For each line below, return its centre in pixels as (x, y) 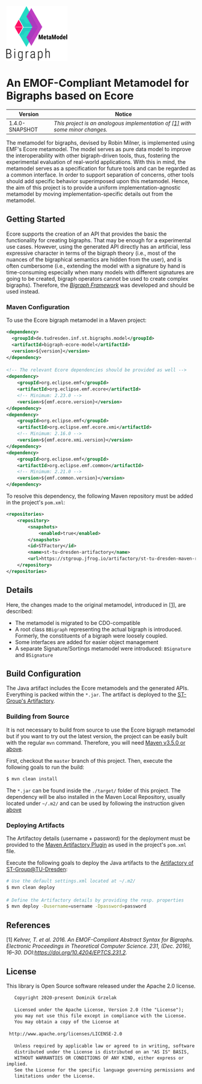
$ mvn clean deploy (31, 887)
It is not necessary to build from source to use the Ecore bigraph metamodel (101, 730)
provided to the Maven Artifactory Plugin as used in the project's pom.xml (96, 844)
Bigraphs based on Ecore (70, 96)
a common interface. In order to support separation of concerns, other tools (100, 175)
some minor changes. (81, 130)
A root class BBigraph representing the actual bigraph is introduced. (98, 629)
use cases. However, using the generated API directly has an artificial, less (99, 246)
